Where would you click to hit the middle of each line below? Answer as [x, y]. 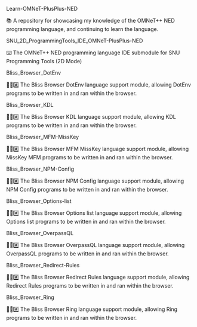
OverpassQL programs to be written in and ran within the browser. [87, 254]
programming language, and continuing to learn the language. [82, 29]
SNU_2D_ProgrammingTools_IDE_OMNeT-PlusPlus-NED [75, 41]
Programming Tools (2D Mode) [44, 61]
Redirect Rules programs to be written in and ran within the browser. [90, 286]
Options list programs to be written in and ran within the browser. [86, 221]
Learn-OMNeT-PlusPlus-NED [42, 9]
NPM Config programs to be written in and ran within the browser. [87, 189]
